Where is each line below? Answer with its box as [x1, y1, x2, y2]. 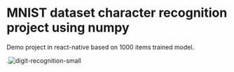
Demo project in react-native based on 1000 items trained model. [6, 43, 195, 51]
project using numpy [6, 20, 130, 36]
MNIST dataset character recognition [6, 5, 228, 21]
